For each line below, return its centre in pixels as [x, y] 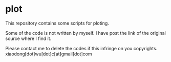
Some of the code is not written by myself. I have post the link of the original [86, 33]
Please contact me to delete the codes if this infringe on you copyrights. [81, 48]
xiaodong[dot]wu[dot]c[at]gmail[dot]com [49, 54]
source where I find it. [28, 38]
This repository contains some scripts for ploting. [57, 23]
